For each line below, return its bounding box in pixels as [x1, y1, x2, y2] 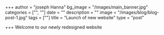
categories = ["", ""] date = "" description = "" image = [5, 9, 116, 15]
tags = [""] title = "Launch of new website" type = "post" [28, 15, 145, 20]
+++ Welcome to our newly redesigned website [5, 24, 103, 30]
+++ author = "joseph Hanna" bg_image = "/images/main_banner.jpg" [5, 4, 148, 10]
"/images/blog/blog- [117, 9, 160, 15]
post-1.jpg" [5, 15, 28, 20]
